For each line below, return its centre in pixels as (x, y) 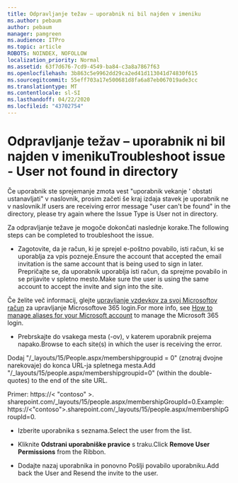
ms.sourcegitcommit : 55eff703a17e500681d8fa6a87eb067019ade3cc (103, 80)
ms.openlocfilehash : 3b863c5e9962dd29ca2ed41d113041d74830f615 (103, 73)
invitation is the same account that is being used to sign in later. (110, 264)
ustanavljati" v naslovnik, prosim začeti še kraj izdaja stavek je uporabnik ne (118, 199)
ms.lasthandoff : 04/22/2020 (49, 100)
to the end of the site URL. (70, 380)
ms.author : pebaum (34, 21)
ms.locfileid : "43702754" (45, 106)
